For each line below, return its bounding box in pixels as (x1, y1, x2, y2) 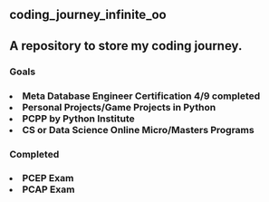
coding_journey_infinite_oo (9, 7, 167, 23)
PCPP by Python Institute (22, 112, 136, 125)
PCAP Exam (22, 183, 75, 196)
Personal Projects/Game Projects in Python (22, 101, 216, 113)
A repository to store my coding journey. (9, 38, 243, 53)
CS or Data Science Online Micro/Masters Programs (22, 123, 255, 136)
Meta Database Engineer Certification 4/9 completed (22, 90, 261, 102)
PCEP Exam (22, 172, 74, 185)
